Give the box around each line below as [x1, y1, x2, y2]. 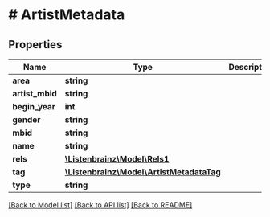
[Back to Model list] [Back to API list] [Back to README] [8, 200, 193, 210]
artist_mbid [12, 88, 58, 99]
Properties [8, 38, 63, 51]
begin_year [12, 101, 56, 112]
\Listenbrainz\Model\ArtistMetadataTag [64, 166, 221, 178]
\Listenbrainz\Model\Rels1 [64, 154, 170, 164]
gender [12, 114, 41, 125]
